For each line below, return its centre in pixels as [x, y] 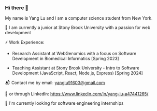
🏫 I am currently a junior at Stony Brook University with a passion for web [78, 28]
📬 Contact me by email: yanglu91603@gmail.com [55, 83]
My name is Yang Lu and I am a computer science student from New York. [79, 18]
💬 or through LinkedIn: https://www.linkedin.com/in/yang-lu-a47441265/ [77, 94]
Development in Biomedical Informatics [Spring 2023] [65, 59]
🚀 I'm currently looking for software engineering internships [64, 103]
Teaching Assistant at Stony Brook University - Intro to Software [76, 68]
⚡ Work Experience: [25, 42]
